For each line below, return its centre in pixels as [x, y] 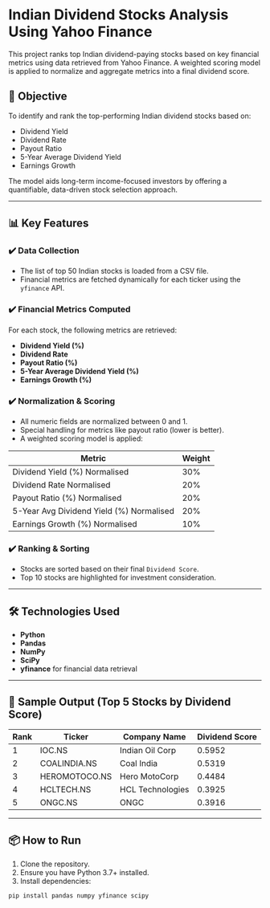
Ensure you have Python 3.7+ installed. [85, 872]
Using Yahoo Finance [80, 32]
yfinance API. [42, 288]
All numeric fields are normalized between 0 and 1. [104, 421]
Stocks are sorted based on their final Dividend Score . [109, 569]
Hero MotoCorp [149, 776]
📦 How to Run [45, 841]
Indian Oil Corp [148, 750]
